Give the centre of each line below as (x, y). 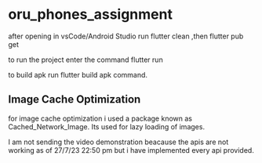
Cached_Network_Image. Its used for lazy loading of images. (107, 126)
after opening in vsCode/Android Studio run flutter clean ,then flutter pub (126, 36)
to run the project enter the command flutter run (86, 60)
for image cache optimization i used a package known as (100, 118)
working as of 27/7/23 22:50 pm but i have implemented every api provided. (131, 150)
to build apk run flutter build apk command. (78, 74)
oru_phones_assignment (90, 14)
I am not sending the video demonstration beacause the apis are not (118, 142)
